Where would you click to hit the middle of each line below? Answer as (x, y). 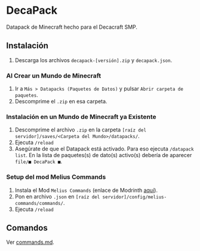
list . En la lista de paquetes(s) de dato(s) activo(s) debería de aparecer (103, 155)
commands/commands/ (39, 203)
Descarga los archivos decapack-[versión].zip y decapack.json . (93, 60)
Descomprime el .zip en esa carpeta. (61, 102)
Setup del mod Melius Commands (56, 177)
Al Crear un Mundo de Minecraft (54, 75)
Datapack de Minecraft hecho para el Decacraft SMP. (72, 27)
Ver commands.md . (30, 242)
